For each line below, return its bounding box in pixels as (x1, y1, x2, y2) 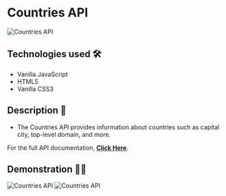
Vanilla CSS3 (16, 85, 54, 93)
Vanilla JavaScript (16, 70, 69, 78)
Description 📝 (7, 105, 67, 116)
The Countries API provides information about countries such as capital (16, 122, 220, 131)
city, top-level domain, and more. (16, 130, 111, 138)
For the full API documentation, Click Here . (7, 143, 128, 152)
